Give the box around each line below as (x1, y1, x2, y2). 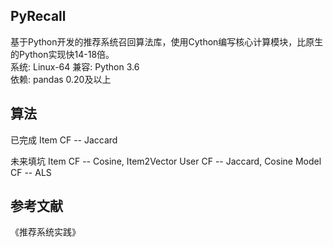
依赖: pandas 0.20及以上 (10, 73, 112, 85)
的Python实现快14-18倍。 (10, 48, 115, 60)
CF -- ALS (10, 166, 52, 178)
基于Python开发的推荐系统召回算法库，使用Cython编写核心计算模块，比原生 (10, 35, 324, 48)
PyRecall (10, 8, 67, 25)
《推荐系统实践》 (10, 226, 81, 238)
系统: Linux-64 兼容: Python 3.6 (10, 60, 140, 73)
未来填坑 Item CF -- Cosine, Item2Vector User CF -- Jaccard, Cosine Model (10, 155, 322, 167)
